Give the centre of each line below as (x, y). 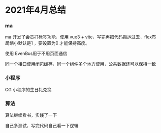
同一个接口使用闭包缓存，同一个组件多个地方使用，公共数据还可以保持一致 (80, 64)
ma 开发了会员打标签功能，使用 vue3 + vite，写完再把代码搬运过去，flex (79, 37)
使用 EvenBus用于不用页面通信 (36, 53)
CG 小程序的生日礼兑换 (28, 89)
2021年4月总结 (36, 10)
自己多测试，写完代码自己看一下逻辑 (42, 126)
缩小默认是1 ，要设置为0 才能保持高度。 (49, 43)
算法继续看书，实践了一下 (31, 115)
